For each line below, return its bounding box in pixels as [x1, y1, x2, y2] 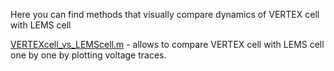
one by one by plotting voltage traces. [10, 49, 167, 61]
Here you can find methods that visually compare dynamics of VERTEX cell [10, 9, 320, 20]
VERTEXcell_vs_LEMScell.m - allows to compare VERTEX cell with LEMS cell [10, 39, 325, 50]
